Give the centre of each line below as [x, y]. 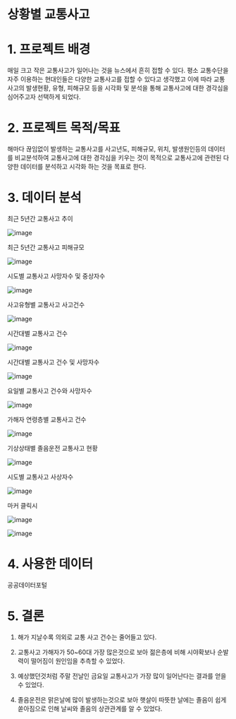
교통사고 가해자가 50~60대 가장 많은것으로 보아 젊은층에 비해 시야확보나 [117, 652]
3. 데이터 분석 [45, 198]
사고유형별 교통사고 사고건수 [46, 305]
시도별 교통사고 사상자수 [41, 477]
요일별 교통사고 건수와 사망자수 [50, 391]
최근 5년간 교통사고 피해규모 [46, 247]
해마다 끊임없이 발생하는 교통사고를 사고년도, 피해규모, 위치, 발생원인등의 [107, 149]
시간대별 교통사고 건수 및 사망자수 [54, 362]
